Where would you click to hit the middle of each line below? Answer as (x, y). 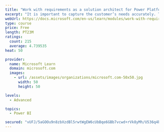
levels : (13, 95)
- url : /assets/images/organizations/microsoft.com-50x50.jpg (78, 78)
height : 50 (29, 87)
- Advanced (20, 100)
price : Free (17, 28)
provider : (15, 59)
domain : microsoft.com (32, 68)
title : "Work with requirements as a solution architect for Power (75, 10)
